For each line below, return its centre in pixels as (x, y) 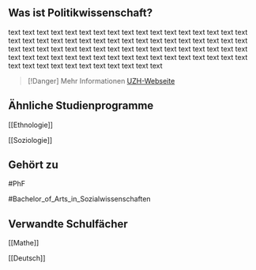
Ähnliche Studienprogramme (81, 106)
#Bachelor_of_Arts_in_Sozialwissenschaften (80, 199)
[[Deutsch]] (27, 258)
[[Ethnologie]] (31, 125)
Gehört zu (33, 165)
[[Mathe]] (24, 243)
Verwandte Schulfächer (68, 224)
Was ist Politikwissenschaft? (80, 13)
